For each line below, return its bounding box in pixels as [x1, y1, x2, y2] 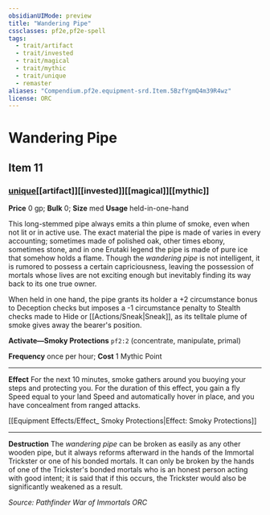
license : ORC [8, 94, 52, 102]
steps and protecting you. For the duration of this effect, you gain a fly [8, 384, 240, 393]
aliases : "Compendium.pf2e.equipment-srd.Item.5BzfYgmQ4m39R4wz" [8, 86, 231, 95]
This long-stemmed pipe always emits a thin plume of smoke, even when [8, 219, 251, 229]
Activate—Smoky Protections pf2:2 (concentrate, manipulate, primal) [8, 336, 241, 346]
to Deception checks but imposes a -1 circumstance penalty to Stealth [8, 303, 241, 313]
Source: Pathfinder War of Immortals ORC [8, 497, 148, 508]
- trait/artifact [15, 42, 74, 50]
